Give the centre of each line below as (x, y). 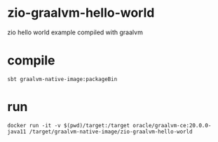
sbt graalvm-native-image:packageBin (62, 79)
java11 (17, 132)
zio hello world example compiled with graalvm (75, 32)
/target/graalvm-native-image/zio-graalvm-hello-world (111, 132)
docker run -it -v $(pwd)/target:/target (69, 125)
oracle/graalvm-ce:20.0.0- (172, 125)
